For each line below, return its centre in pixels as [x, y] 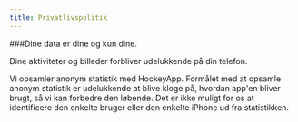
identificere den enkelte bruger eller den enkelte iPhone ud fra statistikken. [149, 107]
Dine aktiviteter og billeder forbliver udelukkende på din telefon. [129, 61]
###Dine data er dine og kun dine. [74, 43]
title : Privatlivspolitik [58, 18]
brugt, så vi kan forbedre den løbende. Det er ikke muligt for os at [132, 98]
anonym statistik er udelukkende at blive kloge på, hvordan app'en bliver [145, 88]
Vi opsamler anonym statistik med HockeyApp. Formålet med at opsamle [145, 79]
